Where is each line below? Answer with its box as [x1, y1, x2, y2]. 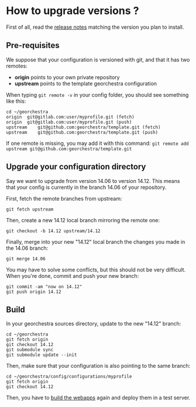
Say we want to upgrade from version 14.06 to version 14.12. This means [6, 177, 180, 184]
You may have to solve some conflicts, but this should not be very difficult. [6, 266, 186, 273]
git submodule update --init [6, 352, 77, 358]
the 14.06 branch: [6, 245, 49, 252]
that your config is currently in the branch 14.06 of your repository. [6, 184, 167, 191]
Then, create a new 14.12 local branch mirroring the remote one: [6, 216, 160, 223]
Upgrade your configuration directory [6, 162, 146, 172]
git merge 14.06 [6, 256, 46, 262]
